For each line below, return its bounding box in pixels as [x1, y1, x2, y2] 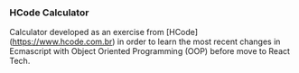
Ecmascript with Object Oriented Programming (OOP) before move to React [9, 46, 291, 57]
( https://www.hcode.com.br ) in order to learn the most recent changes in [9, 36, 281, 47]
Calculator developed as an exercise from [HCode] [9, 27, 199, 38]
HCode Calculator [9, 6, 89, 19]
